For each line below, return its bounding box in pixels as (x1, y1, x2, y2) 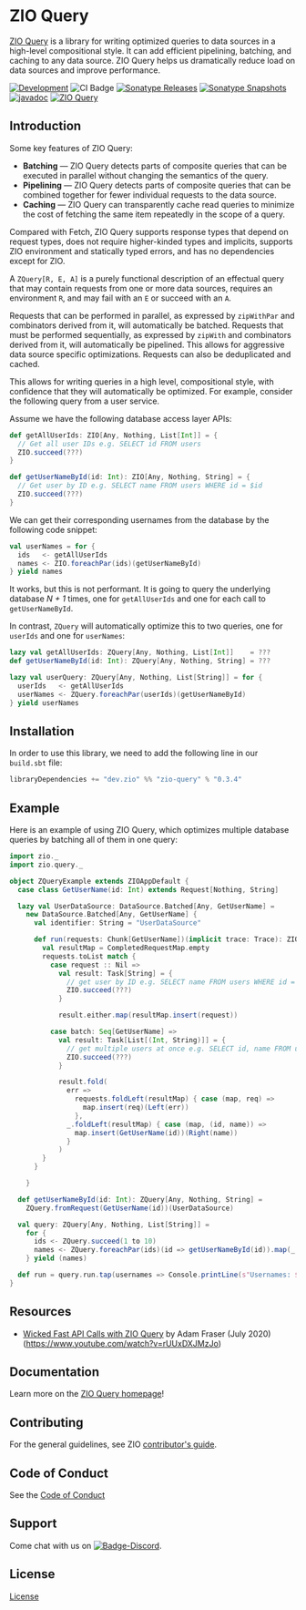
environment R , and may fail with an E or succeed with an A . (9, 292, 232, 303)
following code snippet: (9, 524, 97, 535)
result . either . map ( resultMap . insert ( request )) (57, 1010, 239, 1020)
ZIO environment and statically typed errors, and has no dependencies (9, 245, 275, 256)
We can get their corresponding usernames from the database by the (9, 514, 270, 525)
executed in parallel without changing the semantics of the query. (22, 169, 269, 180)
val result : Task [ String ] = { (57, 969, 173, 978)
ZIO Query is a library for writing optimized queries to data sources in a (9, 36, 276, 46)
